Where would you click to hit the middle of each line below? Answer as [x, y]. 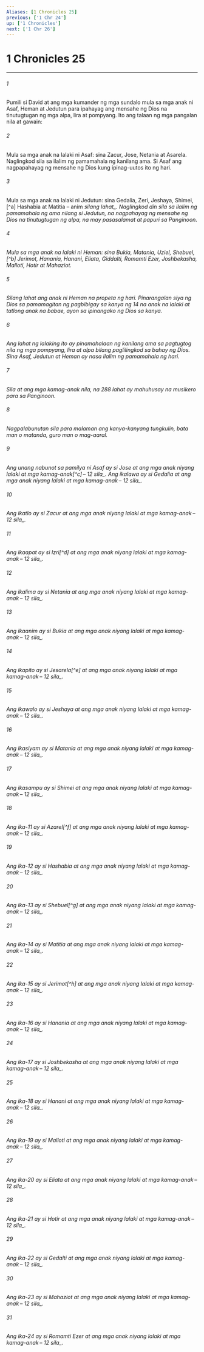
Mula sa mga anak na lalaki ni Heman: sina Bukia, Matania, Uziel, [89, 252]
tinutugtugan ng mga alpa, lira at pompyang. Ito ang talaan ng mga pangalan [102, 115]
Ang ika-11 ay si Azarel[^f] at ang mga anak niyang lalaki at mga [87, 826]
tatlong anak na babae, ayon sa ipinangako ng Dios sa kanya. [84, 311]
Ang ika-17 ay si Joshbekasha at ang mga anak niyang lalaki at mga [92, 1062]
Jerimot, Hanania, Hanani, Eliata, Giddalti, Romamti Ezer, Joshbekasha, [107, 259]
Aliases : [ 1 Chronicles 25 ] [42, 12]
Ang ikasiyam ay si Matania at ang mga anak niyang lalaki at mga [90, 749]
